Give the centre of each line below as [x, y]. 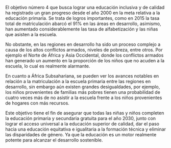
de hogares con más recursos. [38, 103]
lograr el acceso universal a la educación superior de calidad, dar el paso [82, 124]
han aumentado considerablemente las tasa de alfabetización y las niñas [82, 29]
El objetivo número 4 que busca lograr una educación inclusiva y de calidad [85, 7]
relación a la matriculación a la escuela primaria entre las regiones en [78, 81]
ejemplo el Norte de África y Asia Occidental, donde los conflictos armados [84, 55]
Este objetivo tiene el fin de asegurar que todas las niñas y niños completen [85, 113]
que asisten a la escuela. [31, 34]
